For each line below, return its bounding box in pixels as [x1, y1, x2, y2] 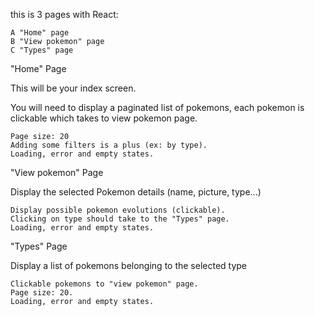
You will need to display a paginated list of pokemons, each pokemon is [10, 102, 305, 113]
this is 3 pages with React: [10, 9, 119, 20]
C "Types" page [10, 45, 74, 55]
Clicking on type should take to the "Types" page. [10, 214, 230, 224]
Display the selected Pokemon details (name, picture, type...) [10, 186, 262, 198]
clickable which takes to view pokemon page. [10, 112, 198, 124]
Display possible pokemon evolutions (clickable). [10, 205, 226, 215]
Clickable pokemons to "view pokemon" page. [10, 279, 199, 289]
